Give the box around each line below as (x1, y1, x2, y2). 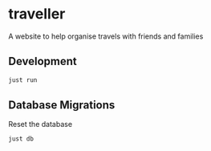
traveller (8, 5, 66, 23)
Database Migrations (8, 98, 116, 112)
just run (8, 75, 38, 84)
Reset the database (8, 120, 73, 129)
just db (8, 135, 34, 143)
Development (8, 55, 78, 68)
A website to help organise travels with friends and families (8, 31, 204, 41)
